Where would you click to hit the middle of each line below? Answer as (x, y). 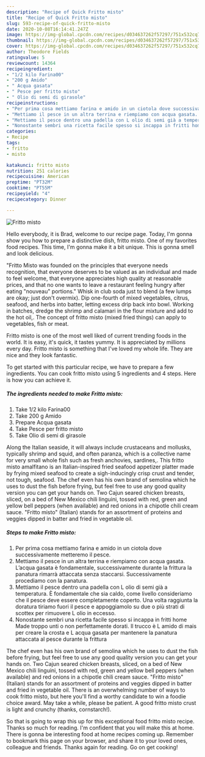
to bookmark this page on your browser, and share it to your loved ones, (97, 740)
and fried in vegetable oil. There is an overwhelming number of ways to (96, 690)
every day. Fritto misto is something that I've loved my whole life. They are (100, 349)
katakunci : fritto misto (38, 165)
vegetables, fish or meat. (38, 323)
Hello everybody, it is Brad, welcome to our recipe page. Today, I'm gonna (99, 234)
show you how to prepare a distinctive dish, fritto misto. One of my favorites (102, 240)
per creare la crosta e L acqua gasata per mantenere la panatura (96, 632)
